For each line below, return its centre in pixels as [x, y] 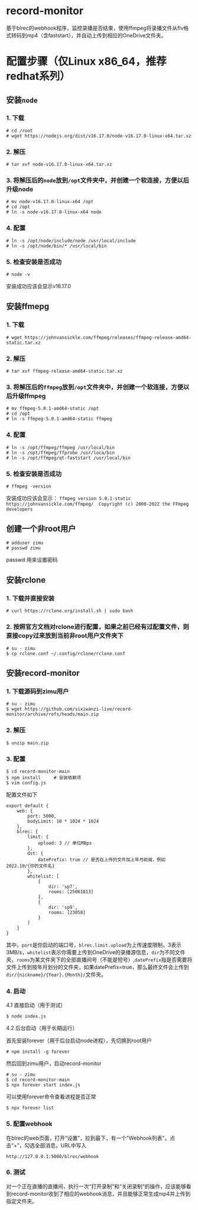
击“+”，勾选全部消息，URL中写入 [46, 1145]
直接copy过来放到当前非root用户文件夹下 [65, 636]
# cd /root [20, 131]
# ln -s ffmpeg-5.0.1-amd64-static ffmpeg [59, 419]
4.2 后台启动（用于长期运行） [42, 1028]
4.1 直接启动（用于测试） [36, 1005]
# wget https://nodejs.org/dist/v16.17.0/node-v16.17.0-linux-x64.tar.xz [99, 136]
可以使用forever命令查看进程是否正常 [51, 1097]
